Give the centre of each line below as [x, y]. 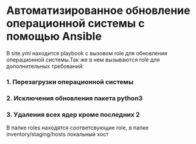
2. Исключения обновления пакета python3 [75, 98]
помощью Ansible [54, 36]
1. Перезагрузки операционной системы [70, 81]
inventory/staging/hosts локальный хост [58, 134]
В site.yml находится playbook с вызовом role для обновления [87, 53]
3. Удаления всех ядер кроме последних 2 [73, 114]
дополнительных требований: [45, 66]
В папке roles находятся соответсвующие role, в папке [78, 128]
